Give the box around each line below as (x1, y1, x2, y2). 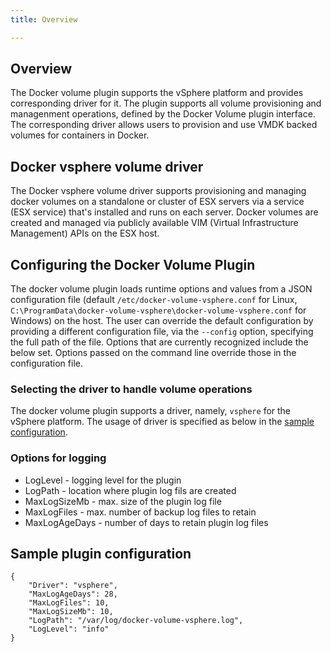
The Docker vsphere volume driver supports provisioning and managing (10, 185, 307, 197)
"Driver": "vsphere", (28, 581, 118, 591)
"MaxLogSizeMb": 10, (28, 607, 114, 617)
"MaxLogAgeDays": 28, (28, 589, 118, 600)
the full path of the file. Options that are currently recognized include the (10, 336, 309, 348)
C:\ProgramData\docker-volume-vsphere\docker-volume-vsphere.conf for (10, 304, 307, 316)
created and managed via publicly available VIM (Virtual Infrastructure (10, 217, 299, 229)
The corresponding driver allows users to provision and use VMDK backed (10, 119, 318, 131)
